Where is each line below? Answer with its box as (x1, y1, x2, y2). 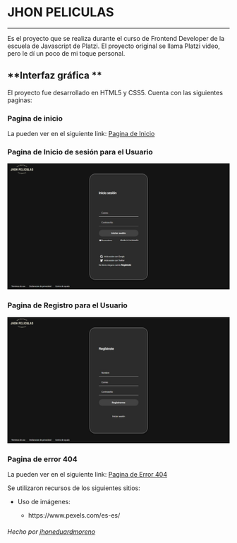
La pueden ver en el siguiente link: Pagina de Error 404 (7, 470, 168, 479)
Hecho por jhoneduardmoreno (7, 527, 96, 536)
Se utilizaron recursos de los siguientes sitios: (7, 484, 140, 492)
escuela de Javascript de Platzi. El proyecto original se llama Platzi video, (7, 42, 221, 50)
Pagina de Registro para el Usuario (7, 300, 128, 310)
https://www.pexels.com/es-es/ (28, 511, 121, 520)
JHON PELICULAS (7, 4, 114, 20)
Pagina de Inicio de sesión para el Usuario (7, 147, 153, 157)
